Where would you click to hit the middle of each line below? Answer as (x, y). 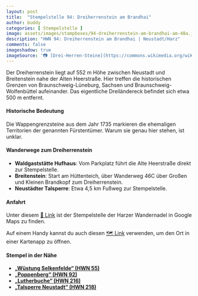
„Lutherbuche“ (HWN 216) (48, 281)
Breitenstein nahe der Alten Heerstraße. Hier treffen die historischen (89, 79)
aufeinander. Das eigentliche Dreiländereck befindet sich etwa (114, 91)
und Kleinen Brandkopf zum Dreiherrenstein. (69, 182)
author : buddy (24, 22)
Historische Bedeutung (35, 111)
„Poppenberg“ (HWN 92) (46, 275)
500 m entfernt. (25, 97)
